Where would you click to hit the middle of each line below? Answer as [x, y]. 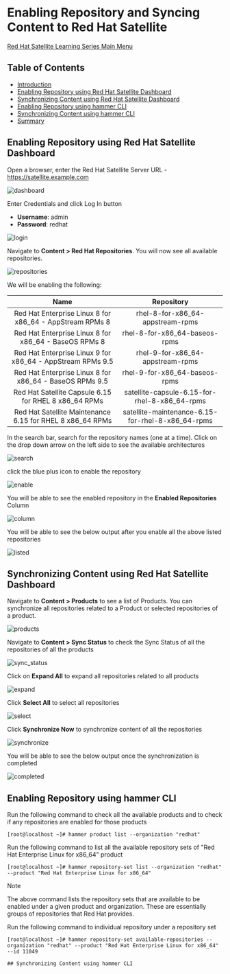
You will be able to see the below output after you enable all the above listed [114, 532]
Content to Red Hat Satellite [87, 27]
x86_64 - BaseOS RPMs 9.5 [62, 381]
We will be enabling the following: [54, 285]
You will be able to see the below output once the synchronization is [103, 756]
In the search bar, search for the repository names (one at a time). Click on [112, 437]
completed [22, 763]
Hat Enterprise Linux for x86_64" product [65, 855]
